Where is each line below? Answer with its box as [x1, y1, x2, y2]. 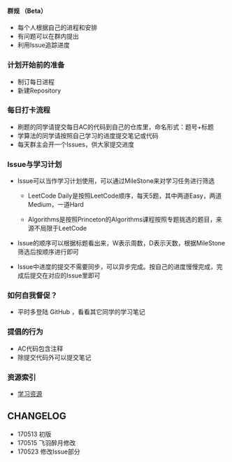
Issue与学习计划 [7, 159, 62, 169]
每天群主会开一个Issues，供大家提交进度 [17, 140, 135, 149]
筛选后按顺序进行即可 [17, 247, 79, 256]
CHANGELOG [7, 410, 66, 422]
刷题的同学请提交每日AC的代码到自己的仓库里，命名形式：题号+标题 [17, 123, 215, 131]
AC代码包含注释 [17, 344, 64, 353]
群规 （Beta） [7, 6, 48, 15]
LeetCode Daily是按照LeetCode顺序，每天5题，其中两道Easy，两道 [27, 191, 222, 200]
